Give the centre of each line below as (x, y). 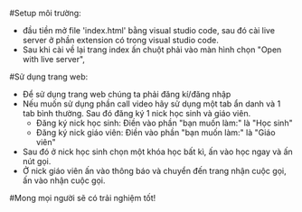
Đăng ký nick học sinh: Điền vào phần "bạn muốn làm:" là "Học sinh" (164, 123)
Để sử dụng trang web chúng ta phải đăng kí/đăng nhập (127, 94)
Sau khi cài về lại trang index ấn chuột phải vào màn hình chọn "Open (152, 50)
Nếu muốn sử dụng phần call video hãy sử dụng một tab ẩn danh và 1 (151, 104)
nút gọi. (37, 161)
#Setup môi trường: (45, 13)
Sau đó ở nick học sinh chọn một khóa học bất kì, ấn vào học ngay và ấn (158, 152)
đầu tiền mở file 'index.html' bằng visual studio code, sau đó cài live (149, 30)
